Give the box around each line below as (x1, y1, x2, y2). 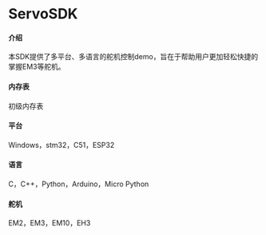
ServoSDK (8, 5, 78, 23)
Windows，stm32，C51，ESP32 (8, 140, 115, 149)
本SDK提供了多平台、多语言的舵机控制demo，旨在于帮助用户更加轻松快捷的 (8, 52, 258, 62)
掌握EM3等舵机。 (8, 62, 66, 72)
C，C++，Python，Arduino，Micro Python (8, 179, 149, 189)
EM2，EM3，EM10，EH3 (8, 218, 91, 228)
